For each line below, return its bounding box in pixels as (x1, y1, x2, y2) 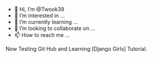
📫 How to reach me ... (14, 32, 70, 38)
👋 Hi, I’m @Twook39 (14, 6, 65, 13)
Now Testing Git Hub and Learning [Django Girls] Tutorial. (5, 45, 148, 52)
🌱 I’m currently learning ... (14, 19, 78, 25)
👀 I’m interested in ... (14, 12, 65, 19)
